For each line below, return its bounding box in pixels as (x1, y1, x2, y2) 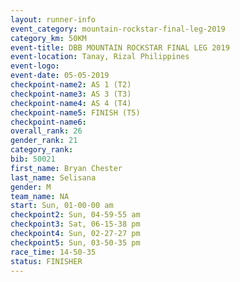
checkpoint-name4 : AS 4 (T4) (10, 98, 132, 108)
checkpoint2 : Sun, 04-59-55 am (10, 210, 141, 220)
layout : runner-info (10, 14, 97, 25)
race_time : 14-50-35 (10, 247, 97, 257)
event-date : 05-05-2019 (10, 71, 110, 81)
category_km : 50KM (10, 33, 87, 43)
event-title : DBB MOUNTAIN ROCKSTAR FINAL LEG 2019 (10, 42, 230, 53)
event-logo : (10, 61, 60, 71)
